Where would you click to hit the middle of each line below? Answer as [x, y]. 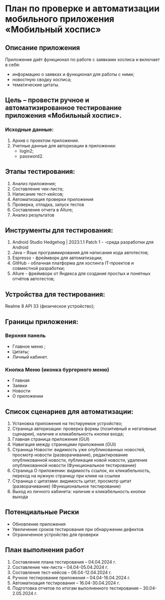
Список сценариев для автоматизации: [69, 412]
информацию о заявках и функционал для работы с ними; [73, 74]
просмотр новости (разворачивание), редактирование [70, 455]
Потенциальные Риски [42, 512]
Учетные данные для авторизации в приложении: [64, 145]
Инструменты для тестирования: [59, 230]
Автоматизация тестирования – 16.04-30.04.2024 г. [66, 583]
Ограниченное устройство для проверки [55, 534]
